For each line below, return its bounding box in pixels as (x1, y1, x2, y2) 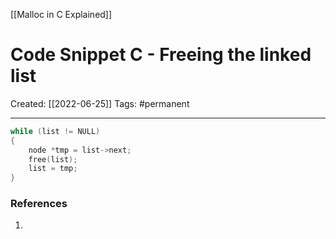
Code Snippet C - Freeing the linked (10, 44, 312, 66)
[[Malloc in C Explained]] (10, 9, 113, 20)
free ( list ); (28, 154, 78, 164)
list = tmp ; (28, 164, 78, 174)
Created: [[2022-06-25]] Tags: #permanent (10, 97, 190, 109)
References (10, 197, 68, 211)
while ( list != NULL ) (10, 126, 101, 136)
